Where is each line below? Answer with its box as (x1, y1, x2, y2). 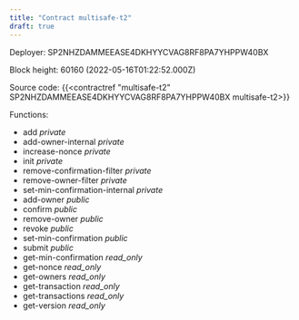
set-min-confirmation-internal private (22, 184, 164, 195)
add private (22, 126, 66, 137)
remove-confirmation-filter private (22, 165, 152, 176)
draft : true (9, 22, 55, 31)
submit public (22, 242, 75, 253)
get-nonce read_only (22, 261, 102, 272)
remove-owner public (22, 213, 105, 224)
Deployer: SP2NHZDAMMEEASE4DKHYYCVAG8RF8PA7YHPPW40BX (9, 46, 269, 57)
